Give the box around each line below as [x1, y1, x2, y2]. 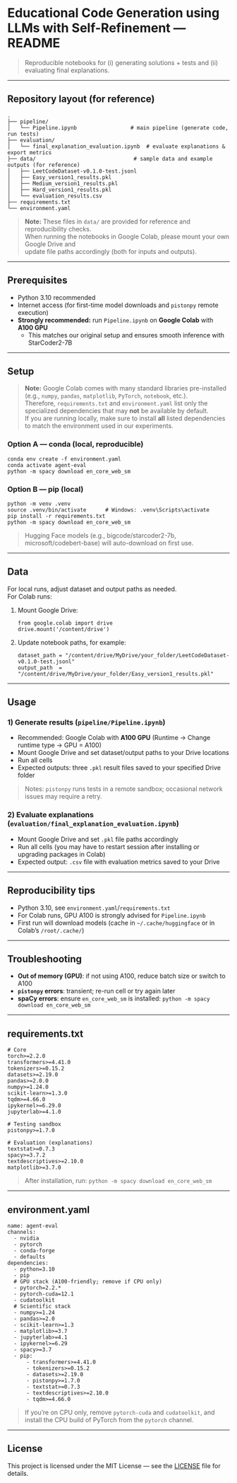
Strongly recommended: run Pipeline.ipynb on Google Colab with [17, 316, 214, 324]
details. [7, 1469, 29, 1477]
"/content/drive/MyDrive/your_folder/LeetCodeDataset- [65, 652, 230, 659]
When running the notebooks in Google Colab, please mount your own [24, 232, 230, 241]
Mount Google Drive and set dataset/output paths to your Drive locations [17, 749, 229, 757]
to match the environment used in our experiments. [24, 422, 174, 430]
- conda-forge [13, 1247, 55, 1254]
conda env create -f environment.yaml [7, 455, 121, 463]
